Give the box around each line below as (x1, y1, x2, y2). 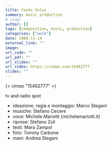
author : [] (5, 21, 29, 27)
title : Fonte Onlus (5, 7, 47, 13)
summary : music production (5, 12, 63, 17)
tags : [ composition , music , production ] (5, 26, 93, 32)
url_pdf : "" (5, 54, 31, 60)
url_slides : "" (5, 60, 38, 65)
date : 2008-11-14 (5, 36, 42, 41)
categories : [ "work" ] (5, 31, 51, 36)
